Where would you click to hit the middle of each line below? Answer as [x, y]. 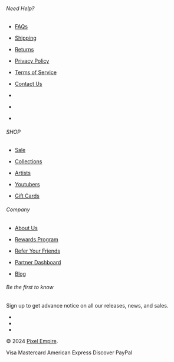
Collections [28, 161]
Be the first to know [30, 287]
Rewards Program [37, 239]
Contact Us [28, 84]
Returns [24, 50]
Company [18, 209]
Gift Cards [27, 196]
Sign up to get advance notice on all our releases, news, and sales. [87, 305]
